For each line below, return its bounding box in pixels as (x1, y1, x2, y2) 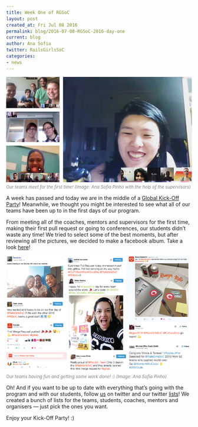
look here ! (6, 243, 31, 251)
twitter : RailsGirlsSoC (6, 47, 65, 53)
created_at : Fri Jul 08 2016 (6, 22, 78, 28)
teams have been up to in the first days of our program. (6, 207, 140, 214)
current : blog (6, 34, 41, 41)
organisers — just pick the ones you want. (6, 403, 108, 410)
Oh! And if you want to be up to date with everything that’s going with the (6, 384, 184, 391)
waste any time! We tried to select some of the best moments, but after (6, 231, 179, 238)
